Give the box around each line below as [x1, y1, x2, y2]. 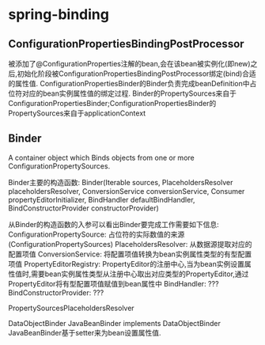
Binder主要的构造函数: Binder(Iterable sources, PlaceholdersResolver [8, 177, 233, 187]
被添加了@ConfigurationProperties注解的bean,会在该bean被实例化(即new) [8, 59, 251, 68]
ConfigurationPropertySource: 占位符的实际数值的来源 [8, 229, 185, 239]
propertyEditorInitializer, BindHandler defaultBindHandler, [8, 195, 195, 204]
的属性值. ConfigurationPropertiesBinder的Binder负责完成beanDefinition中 [8, 79, 250, 88]
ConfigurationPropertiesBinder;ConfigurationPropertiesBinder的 [8, 99, 217, 108]
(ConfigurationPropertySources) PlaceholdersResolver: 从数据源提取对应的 [8, 239, 252, 248]
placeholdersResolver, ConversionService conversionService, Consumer [8, 186, 245, 195]
